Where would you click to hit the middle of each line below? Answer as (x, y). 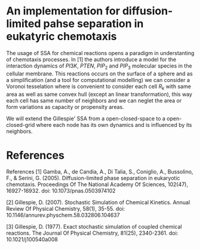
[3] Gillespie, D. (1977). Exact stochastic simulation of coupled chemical (94, 227)
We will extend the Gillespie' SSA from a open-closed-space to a (86, 119)
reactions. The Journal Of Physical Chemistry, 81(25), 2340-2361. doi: (92, 233)
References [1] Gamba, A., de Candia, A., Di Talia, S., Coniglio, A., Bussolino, (100, 172)
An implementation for (63, 11)
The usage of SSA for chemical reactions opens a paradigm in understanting (100, 53)
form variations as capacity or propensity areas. (65, 107)
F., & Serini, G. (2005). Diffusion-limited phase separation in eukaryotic (93, 178)
